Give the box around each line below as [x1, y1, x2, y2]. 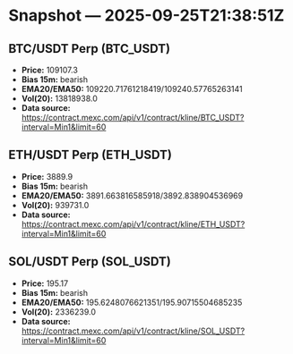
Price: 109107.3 [21, 64, 78, 75]
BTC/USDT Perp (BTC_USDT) [8, 41, 171, 56]
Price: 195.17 [21, 278, 69, 289]
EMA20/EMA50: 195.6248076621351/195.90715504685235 [21, 297, 243, 308]
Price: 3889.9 [21, 171, 73, 181]
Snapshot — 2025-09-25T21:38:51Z [8, 5, 285, 26]
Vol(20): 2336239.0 [21, 306, 96, 317]
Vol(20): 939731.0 [21, 199, 90, 210]
